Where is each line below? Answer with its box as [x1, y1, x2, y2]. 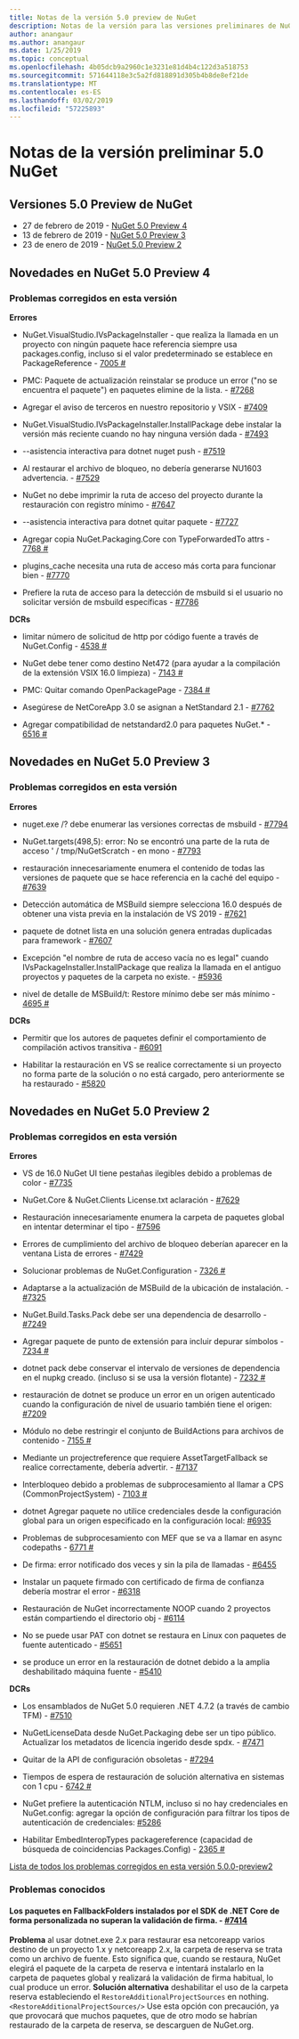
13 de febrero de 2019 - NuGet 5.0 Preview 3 [21, 230, 186, 241]
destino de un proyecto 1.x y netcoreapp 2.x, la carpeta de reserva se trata [9, 1944, 283, 1955]
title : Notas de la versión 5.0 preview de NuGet [9, 12, 198, 22]
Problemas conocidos [9, 1883, 106, 1896]
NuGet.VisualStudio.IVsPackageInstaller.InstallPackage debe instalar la [21, 419, 282, 429]
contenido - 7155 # [21, 1435, 92, 1446]
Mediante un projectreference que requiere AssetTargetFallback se [21, 1453, 269, 1464]
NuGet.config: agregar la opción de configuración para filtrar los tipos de [21, 1807, 290, 1818]
